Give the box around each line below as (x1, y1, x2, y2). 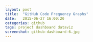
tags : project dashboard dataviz (5, 25, 73, 30)
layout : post (5, 7, 32, 12)
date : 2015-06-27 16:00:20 (5, 16, 65, 21)
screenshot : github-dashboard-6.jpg (5, 29, 80, 34)
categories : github (5, 20, 45, 26)
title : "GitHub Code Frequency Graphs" (5, 12, 89, 16)
